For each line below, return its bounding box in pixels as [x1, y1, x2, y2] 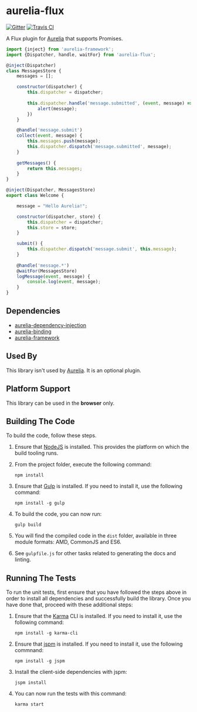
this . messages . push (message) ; [27, 138, 101, 145]
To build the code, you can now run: [14, 511, 102, 518]
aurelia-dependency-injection [14, 321, 87, 328]
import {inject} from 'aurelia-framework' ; [6, 46, 114, 52]
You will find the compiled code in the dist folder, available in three [14, 532, 177, 539]
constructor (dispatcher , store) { [16, 213, 101, 220]
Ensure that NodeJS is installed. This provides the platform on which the [14, 444, 189, 451]
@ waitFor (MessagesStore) [16, 268, 77, 274]
